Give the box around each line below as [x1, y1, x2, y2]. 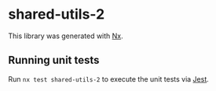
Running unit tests [8, 54, 100, 67]
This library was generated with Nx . [8, 31, 123, 40]
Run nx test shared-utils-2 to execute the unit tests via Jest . [8, 74, 210, 83]
